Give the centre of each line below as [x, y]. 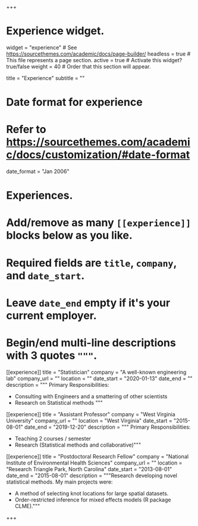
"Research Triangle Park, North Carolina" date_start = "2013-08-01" [89, 469]
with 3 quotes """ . [52, 355]
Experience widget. [55, 31]
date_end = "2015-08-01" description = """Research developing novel [92, 475]
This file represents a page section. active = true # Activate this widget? [94, 60]
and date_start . [45, 276]
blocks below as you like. [69, 236]
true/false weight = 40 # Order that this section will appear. [78, 66]
